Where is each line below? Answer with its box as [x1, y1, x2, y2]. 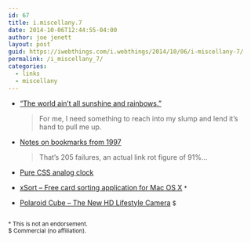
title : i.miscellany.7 [8, 19, 82, 27]
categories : [8, 63, 47, 70]
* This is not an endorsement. [8, 220, 88, 228]
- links [15, 70, 41, 78]
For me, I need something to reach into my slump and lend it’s [38, 114, 238, 123]
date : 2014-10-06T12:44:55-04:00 [8, 26, 118, 34]
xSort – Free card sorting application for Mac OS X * [19, 182, 187, 192]
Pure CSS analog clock [19, 168, 94, 177]
